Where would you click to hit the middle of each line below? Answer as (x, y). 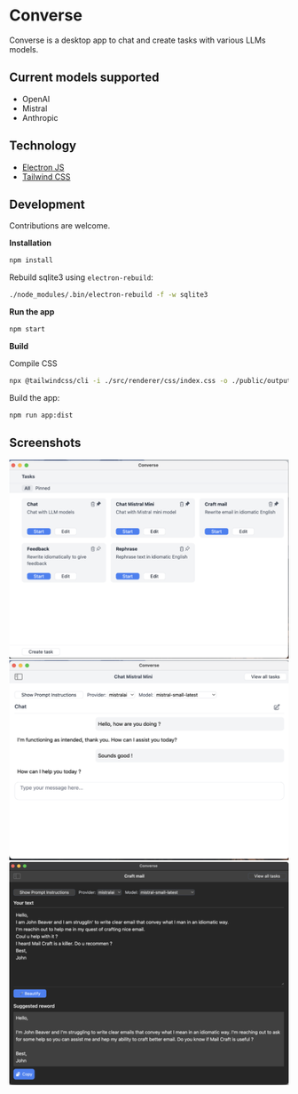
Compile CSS (33, 363)
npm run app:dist (41, 415)
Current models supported (84, 78)
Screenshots (45, 443)
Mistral (35, 108)
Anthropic (40, 117)
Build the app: (35, 397)
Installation (30, 243)
